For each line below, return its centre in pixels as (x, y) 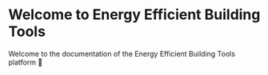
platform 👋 (26, 62)
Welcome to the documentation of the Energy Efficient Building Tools (122, 53)
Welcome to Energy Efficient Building (134, 15)
